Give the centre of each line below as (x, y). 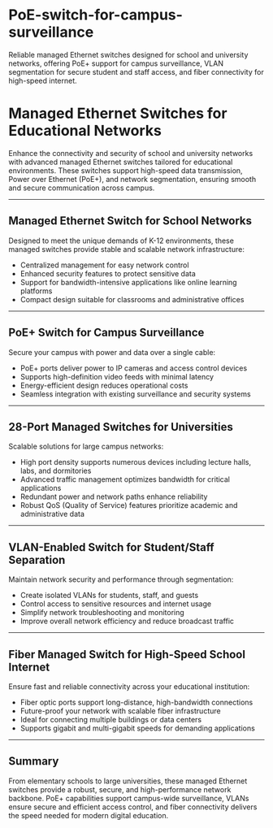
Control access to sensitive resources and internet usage (116, 604)
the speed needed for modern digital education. (89, 815)
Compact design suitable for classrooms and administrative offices (132, 299)
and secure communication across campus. (82, 188)
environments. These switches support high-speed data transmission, (126, 170)
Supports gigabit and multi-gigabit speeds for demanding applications (138, 728)
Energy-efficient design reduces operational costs (104, 385)
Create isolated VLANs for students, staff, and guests (109, 596)
